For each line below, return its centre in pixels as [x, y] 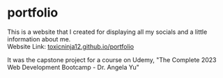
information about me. [39, 39]
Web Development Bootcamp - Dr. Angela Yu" [73, 67]
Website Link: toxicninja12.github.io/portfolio [71, 46]
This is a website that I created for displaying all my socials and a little [107, 32]
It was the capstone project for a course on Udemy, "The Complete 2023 [112, 59]
